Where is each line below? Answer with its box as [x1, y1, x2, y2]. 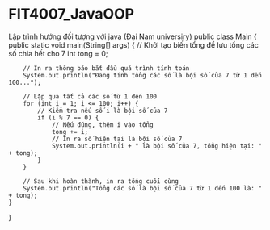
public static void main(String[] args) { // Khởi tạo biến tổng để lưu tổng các [8, 40, 259, 49]
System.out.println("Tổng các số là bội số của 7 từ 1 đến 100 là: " [23, 184, 263, 192]
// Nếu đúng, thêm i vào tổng [51, 120, 154, 129]
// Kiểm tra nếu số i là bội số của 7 [37, 107, 168, 115]
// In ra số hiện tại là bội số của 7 [51, 135, 183, 143]
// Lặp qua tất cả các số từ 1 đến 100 [23, 92, 158, 101]
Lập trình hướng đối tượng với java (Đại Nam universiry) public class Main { [8, 31, 257, 41]
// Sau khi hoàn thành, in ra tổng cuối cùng [23, 177, 179, 186]
